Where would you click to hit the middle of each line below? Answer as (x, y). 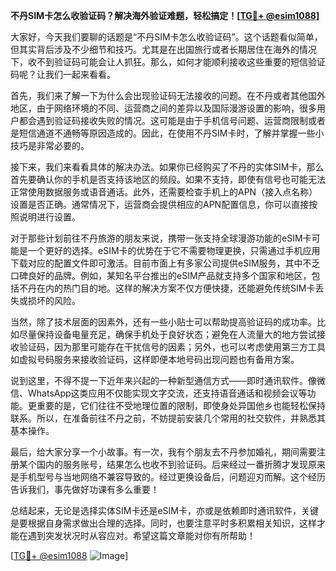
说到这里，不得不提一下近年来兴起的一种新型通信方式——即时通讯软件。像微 (168, 380)
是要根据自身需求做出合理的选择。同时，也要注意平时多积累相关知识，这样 (163, 523)
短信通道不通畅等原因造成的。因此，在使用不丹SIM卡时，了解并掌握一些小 (171, 133)
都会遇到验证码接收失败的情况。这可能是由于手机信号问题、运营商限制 (163, 120)
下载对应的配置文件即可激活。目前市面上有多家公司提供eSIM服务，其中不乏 (165, 263)
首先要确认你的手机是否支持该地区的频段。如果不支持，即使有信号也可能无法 (168, 179)
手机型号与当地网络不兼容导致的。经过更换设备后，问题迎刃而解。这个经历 (172, 477)
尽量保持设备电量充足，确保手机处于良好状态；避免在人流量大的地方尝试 (167, 334)
